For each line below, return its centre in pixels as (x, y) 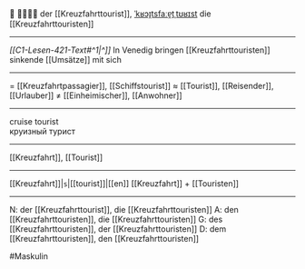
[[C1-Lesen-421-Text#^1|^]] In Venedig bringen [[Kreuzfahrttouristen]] (140, 50)
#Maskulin (29, 256)
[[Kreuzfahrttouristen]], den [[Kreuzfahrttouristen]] (104, 239)
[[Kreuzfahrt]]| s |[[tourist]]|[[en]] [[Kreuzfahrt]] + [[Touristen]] (124, 184)
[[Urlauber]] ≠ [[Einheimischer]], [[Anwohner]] (96, 95)
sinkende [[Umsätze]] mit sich (66, 60)
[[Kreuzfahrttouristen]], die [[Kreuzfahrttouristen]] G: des (116, 219)
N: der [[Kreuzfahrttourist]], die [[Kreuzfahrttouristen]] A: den (124, 209)
